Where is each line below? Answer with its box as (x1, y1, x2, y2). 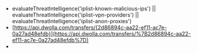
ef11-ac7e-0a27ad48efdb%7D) (11, 37, 89, 43)
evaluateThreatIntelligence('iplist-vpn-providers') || (11, 11, 139, 18)
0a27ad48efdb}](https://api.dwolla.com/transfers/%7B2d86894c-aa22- (11, 30, 191, 37)
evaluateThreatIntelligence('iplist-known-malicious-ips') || (11, 5, 156, 12)
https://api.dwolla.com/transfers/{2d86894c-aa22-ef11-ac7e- (14, 24, 167, 31)
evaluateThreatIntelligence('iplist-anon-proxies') (11, 18, 132, 24)
